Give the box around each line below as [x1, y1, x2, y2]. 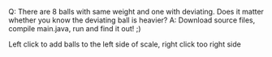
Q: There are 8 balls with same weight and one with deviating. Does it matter [8, 7, 264, 16]
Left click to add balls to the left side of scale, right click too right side [8, 39, 241, 49]
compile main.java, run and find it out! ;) [8, 24, 141, 33]
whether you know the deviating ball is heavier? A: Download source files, [8, 15, 256, 25]
